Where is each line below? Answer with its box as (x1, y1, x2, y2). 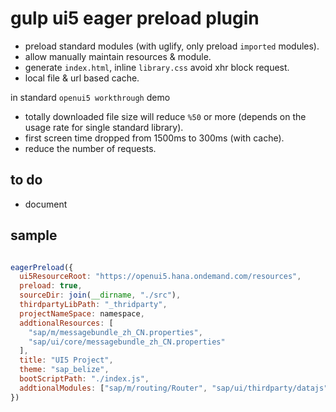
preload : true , (19, 281, 83, 291)
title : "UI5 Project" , (19, 355, 114, 366)
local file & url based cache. (24, 72, 140, 84)
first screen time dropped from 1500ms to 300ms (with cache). (24, 132, 285, 144)
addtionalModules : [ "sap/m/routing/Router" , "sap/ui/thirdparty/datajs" (19, 383, 329, 393)
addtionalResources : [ (19, 318, 114, 328)
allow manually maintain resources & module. (24, 50, 212, 62)
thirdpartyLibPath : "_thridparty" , (19, 300, 168, 310)
